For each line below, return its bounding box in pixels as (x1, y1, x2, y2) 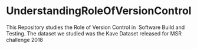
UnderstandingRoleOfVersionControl (6, 4, 192, 18)
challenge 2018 (6, 36, 43, 43)
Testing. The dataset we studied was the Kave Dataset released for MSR (6, 30, 182, 37)
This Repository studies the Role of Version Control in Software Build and (6, 24, 185, 31)
